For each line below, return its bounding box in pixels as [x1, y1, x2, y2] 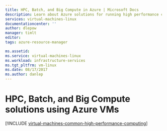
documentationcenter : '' [5, 21, 57, 26]
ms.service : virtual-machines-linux [5, 53, 81, 58]
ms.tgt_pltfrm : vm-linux [5, 63, 57, 68]
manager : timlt [5, 30, 37, 35]
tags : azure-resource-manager [5, 40, 68, 45]
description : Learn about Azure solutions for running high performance [5, 12, 159, 17]
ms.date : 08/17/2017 [5, 67, 48, 72]
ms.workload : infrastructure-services [5, 58, 85, 63]
